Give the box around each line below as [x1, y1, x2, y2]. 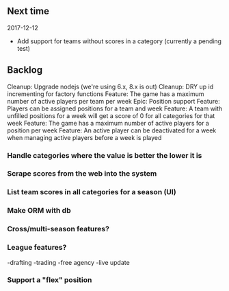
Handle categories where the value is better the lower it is [7, 150, 202, 160]
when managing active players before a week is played [7, 133, 162, 141]
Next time [7, 5, 50, 17]
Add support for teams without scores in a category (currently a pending [16, 37, 222, 45]
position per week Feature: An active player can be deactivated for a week [7, 126, 217, 135]
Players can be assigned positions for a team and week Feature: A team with [7, 104, 223, 113]
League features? [7, 243, 67, 253]
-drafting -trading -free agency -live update [7, 258, 130, 266]
